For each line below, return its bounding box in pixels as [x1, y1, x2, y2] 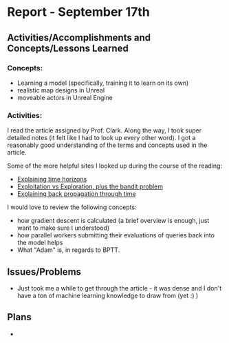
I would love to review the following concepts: [7, 203, 137, 211]
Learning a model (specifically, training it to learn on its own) [17, 79, 189, 87]
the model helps [17, 239, 63, 247]
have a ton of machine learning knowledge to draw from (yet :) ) [17, 291, 199, 300]
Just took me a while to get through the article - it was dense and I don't [17, 284, 222, 292]
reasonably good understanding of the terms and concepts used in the [7, 141, 208, 149]
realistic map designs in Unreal [17, 86, 105, 94]
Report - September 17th [7, 4, 150, 20]
